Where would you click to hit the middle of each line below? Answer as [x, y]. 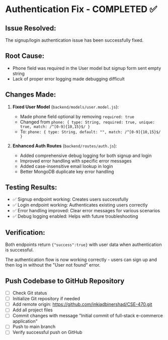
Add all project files [32, 310]
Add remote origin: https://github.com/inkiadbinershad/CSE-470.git [82, 304]
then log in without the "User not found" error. [53, 265]
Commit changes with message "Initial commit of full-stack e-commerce [88, 316]
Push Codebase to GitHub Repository [65, 281]
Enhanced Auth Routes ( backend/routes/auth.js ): [65, 146]
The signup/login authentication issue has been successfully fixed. [74, 40]
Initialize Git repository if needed [46, 299]
